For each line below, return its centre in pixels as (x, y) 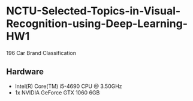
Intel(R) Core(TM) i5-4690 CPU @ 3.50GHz (68, 86)
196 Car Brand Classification (41, 53)
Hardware (25, 72)
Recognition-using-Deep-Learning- (97, 24)
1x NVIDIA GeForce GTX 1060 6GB (57, 92)
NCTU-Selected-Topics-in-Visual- (94, 11)
